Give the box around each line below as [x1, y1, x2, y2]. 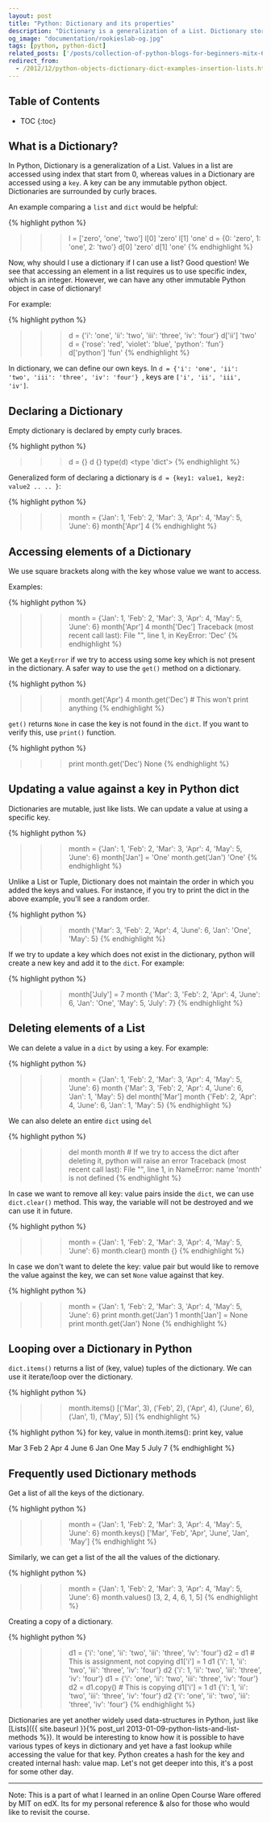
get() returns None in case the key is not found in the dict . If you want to [8, 719, 248, 728]
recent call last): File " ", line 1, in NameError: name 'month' [68, 1164, 262, 1174]
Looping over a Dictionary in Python [8, 1342, 193, 1356]
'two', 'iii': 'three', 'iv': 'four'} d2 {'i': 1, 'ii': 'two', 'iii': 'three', [68, 1665, 262, 1675]
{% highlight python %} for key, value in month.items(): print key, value [8, 1427, 244, 1437]
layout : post [8, 11, 52, 20]
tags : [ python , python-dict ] [8, 42, 106, 50]
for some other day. [8, 1767, 74, 1777]
